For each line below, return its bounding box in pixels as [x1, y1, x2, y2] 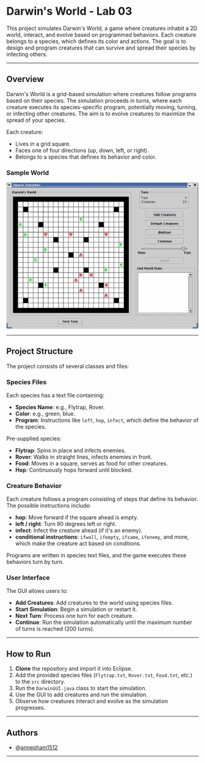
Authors [6, 727, 38, 738]
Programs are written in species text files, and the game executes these [6, 552, 187, 559]
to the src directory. [15, 678, 65, 685]
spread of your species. [6, 116, 66, 124]
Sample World [6, 168, 49, 177]
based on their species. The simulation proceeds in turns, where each [6, 97, 182, 104]
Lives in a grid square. [15, 140, 71, 148]
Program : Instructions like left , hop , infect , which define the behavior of [15, 416, 199, 424]
